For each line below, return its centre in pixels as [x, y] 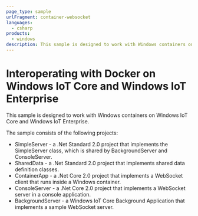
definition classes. [37, 169]
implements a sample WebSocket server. [64, 207]
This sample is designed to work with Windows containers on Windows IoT [97, 115]
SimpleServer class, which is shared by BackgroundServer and [91, 150]
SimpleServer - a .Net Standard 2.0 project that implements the [91, 144]
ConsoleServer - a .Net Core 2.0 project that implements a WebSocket [100, 188]
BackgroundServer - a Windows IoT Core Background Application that [100, 201]
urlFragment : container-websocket [49, 17]
